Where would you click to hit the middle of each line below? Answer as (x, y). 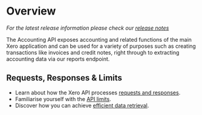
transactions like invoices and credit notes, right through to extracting (93, 52)
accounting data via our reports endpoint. (58, 59)
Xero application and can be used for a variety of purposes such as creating (101, 46)
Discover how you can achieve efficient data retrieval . (82, 105)
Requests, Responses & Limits (64, 78)
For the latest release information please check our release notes (88, 28)
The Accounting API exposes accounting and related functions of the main (99, 39)
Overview (31, 11)
